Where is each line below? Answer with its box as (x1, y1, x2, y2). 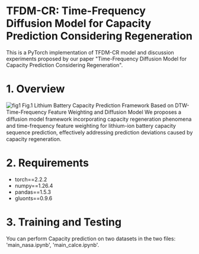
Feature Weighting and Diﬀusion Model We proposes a (48, 108, 182, 115)
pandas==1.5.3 (14, 188, 52, 195)
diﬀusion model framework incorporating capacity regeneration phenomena (6, 115, 192, 123)
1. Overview (6, 82, 65, 96)
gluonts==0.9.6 (14, 194, 53, 202)
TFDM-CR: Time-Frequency (6, 4, 146, 18)
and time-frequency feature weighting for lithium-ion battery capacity (6, 122, 176, 129)
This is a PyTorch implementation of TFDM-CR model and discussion (6, 49, 175, 56)
